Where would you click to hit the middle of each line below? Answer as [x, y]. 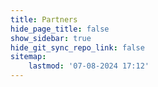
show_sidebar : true [51, 38]
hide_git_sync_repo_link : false [77, 47]
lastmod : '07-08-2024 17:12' [89, 66]
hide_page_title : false [60, 29]
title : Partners [44, 19]
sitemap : [28, 57]
